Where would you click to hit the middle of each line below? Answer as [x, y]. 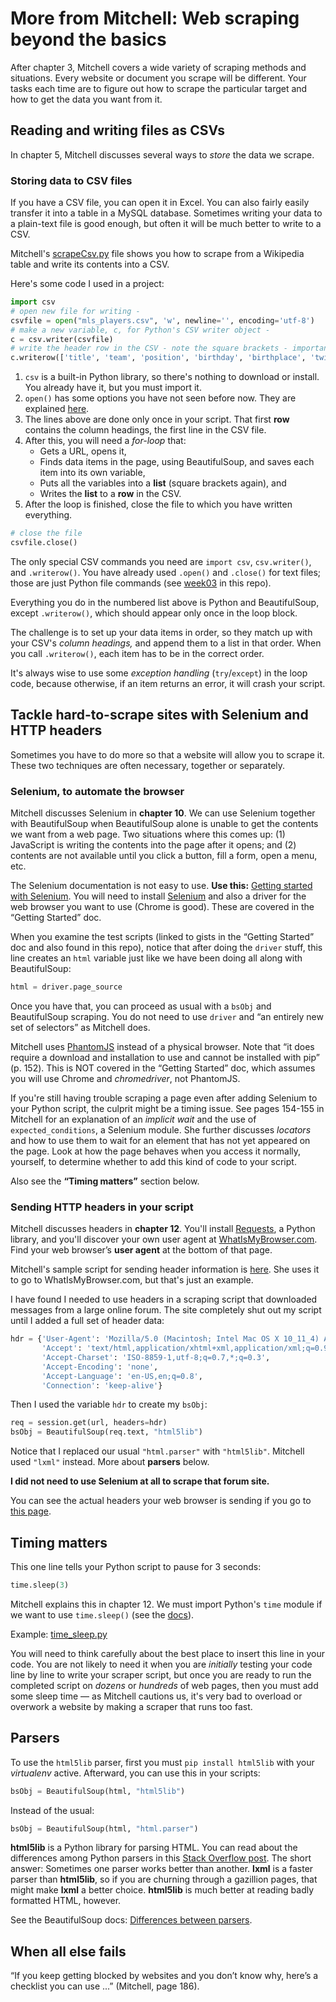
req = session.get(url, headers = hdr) [89, 1423]
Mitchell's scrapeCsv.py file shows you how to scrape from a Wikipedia [157, 254]
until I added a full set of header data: [87, 1321]
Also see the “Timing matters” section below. [105, 1181]
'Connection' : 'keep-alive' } [102, 1385]
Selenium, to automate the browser [97, 791]
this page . [31, 1511]
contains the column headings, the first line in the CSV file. [145, 430]
